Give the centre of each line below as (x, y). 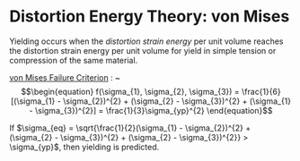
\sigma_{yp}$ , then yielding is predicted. (84, 147)
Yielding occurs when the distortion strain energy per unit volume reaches (146, 41)
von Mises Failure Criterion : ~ (65, 77)
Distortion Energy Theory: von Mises (150, 17)
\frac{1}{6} (261, 91)
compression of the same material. (74, 60)
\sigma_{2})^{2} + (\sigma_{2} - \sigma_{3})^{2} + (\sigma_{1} (177, 101)
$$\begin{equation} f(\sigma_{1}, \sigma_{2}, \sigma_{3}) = (130, 91)
